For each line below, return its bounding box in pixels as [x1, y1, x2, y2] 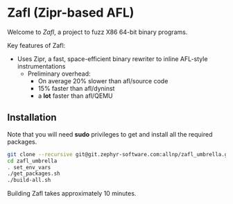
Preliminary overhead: [27, 69, 92, 78]
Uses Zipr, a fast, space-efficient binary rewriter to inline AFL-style [17, 54, 208, 63]
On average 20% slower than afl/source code [37, 76, 169, 85]
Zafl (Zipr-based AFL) [7, 5, 135, 21]
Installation [7, 112, 57, 124]
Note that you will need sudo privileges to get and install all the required [7, 130, 213, 138]
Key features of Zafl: [7, 41, 66, 49]
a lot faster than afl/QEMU [37, 92, 113, 100]
